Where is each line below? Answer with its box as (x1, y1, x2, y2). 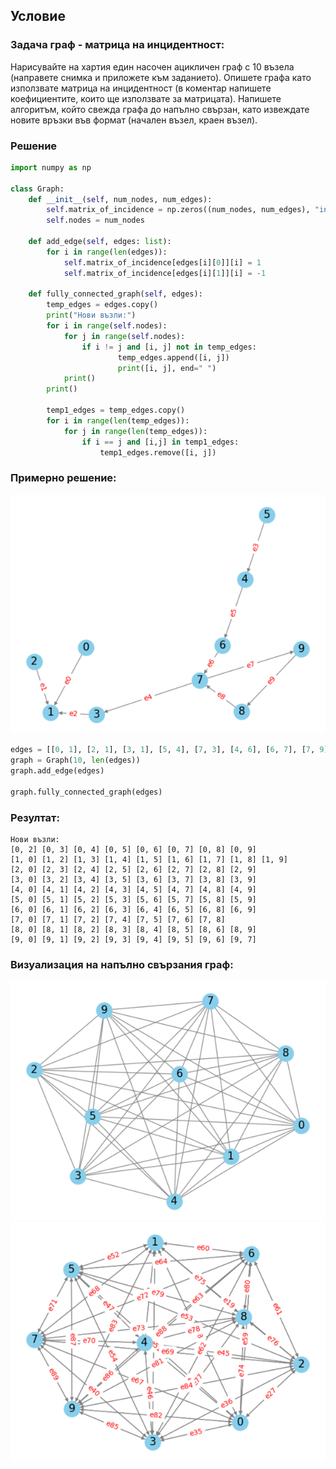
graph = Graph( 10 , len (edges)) (10, 755, 141, 766)
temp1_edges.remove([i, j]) (99, 447, 217, 458)
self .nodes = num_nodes (46, 215, 145, 226)
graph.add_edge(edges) (10, 766, 105, 776)
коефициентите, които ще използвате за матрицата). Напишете (10, 92, 282, 104)
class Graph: (10, 184, 65, 194)
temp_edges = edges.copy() (46, 300, 159, 310)
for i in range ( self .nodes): (46, 321, 168, 331)
